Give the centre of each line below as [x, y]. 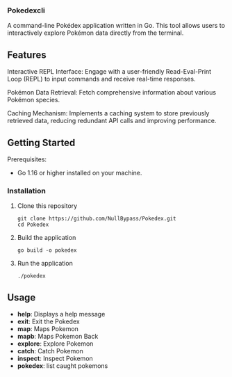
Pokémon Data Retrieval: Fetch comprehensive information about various [112, 93]
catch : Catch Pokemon [50, 351]
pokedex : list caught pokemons [63, 366]
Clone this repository [47, 206]
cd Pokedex [33, 225]
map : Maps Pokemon [48, 329]
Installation [27, 191]
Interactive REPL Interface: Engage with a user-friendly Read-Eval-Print [109, 72]
